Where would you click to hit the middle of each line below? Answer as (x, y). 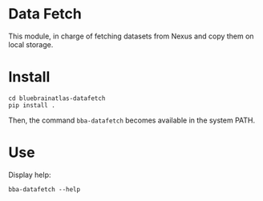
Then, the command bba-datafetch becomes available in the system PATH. (132, 120)
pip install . (32, 105)
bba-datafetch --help (45, 189)
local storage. (31, 44)
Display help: (30, 175)
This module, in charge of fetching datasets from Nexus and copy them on (131, 36)
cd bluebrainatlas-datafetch (57, 98)
